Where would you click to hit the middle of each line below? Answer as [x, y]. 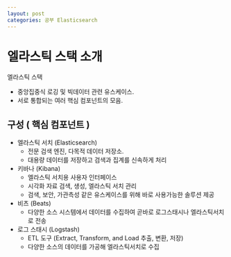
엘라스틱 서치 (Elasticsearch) [57, 142]
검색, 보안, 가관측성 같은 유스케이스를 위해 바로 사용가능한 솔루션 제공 [121, 194]
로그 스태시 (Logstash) [48, 229]
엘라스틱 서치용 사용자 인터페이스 [72, 177]
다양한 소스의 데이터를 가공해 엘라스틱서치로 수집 [93, 247]
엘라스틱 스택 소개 [55, 57]
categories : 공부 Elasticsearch [53, 20]
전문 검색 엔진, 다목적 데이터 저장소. [76, 151]
